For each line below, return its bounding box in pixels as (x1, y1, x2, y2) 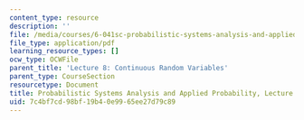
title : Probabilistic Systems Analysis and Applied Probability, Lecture (9, 88, 294, 97)
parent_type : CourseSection (9, 72, 116, 81)
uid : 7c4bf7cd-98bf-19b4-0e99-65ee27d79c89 (9, 97, 176, 106)
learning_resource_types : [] (9, 47, 119, 56)
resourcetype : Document (9, 80, 100, 89)
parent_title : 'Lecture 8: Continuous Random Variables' (9, 64, 229, 73)
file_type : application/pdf (9, 38, 116, 48)
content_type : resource (9, 13, 100, 23)
